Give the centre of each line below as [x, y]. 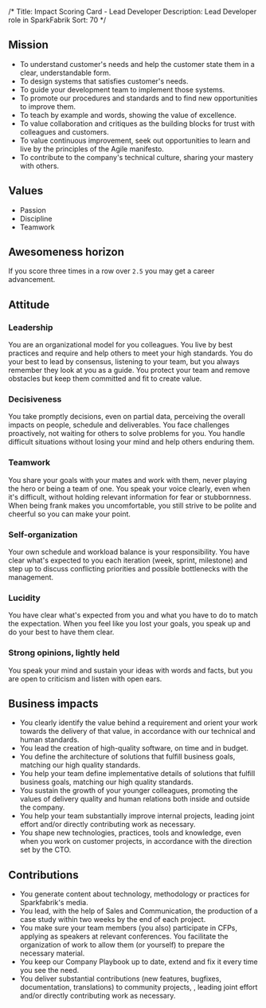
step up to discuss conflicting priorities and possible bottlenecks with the [128, 569]
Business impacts [53, 704]
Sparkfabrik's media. [54, 903]
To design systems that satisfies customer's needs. [104, 81]
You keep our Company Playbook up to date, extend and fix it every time [139, 962]
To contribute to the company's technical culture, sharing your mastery [136, 157]
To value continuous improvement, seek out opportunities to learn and [135, 140]
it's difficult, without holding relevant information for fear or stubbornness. [130, 496]
